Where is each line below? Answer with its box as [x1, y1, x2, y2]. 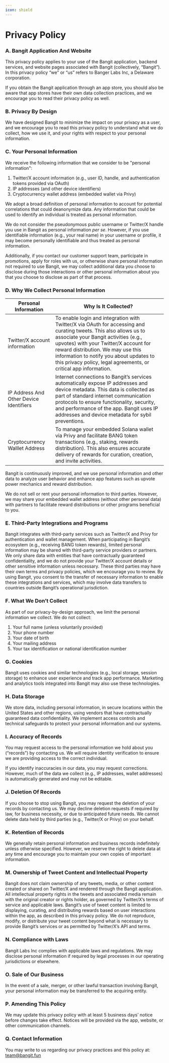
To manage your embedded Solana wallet [55, 426, 153, 433]
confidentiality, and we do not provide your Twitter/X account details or [5, 558, 152, 564]
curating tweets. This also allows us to [55, 327, 145, 334]
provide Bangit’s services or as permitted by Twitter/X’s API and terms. [5, 923, 151, 930]
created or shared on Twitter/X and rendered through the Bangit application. [5, 886, 163, 892]
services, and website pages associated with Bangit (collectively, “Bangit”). [5, 64, 161, 70]
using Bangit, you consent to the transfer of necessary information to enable [5, 574, 163, 580]
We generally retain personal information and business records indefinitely [5, 840, 160, 847]
